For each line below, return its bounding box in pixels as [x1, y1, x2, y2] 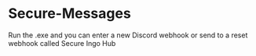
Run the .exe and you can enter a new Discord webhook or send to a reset [8, 30, 248, 40]
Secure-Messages [8, 5, 131, 23]
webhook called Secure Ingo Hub [8, 38, 116, 47]
